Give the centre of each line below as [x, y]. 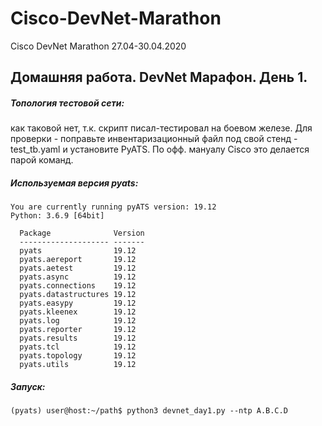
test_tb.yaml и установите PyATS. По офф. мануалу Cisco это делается [160, 149]
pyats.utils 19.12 [78, 365]
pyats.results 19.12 [78, 338]
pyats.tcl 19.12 [78, 347]
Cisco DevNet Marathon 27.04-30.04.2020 [98, 46]
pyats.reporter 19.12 [78, 330]
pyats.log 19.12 [78, 321]
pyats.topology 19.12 [78, 356]
